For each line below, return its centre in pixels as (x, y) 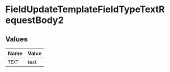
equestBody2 (34, 20)
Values (17, 39)
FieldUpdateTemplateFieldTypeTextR (85, 9)
